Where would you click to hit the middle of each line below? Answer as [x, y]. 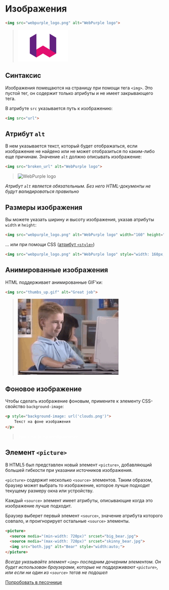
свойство [15, 407]
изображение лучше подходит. [38, 506]
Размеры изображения [44, 207]
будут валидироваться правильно [42, 191]
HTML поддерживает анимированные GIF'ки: [54, 282]
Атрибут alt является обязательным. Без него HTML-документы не [78, 186]
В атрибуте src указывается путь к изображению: [59, 108]
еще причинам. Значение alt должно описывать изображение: [73, 157]
